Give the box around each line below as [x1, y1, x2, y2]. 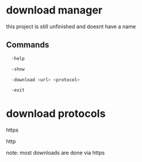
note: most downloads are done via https [6, 149, 105, 156]
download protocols [6, 107, 106, 120]
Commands [6, 40, 50, 50]
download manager [6, 4, 103, 17]
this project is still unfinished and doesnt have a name [6, 23, 136, 30]
